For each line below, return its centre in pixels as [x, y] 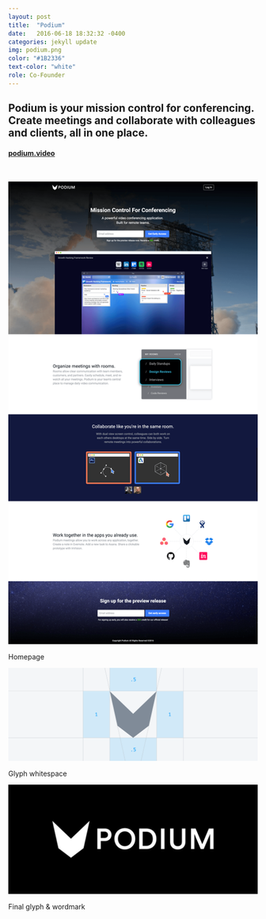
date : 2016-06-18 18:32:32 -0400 [67, 33]
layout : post [30, 17]
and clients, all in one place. [78, 133]
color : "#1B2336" [37, 59]
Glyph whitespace [38, 773]
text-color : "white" [42, 67]
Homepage [27, 657]
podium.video [32, 153]
